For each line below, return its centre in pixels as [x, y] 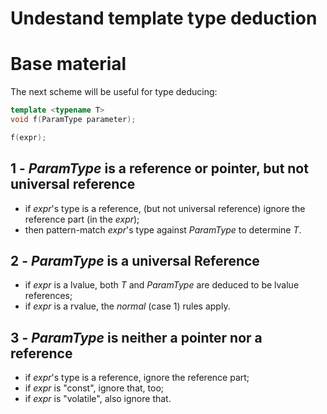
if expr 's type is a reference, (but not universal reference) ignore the [165, 208]
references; [48, 296]
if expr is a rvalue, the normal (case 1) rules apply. [127, 306]
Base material [68, 64]
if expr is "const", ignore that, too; [94, 388]
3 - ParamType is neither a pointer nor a [136, 337]
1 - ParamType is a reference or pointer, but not [159, 168]
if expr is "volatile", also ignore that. [98, 399]
